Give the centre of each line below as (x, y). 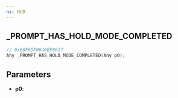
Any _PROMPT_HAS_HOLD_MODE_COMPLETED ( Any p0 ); (66, 56)
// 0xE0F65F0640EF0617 (35, 50)
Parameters (29, 74)
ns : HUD (16, 12)
